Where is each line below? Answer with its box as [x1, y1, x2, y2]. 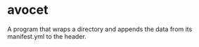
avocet [7, 2, 49, 18]
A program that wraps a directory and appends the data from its [7, 25, 193, 33]
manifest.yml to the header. [7, 32, 86, 40]
